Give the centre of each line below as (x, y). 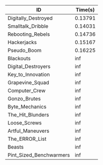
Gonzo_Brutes (24, 99)
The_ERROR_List (27, 139)
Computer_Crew (27, 90)
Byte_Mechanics (27, 107)
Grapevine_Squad (29, 82)
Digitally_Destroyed (30, 18)
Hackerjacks (22, 42)
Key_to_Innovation (29, 75)
